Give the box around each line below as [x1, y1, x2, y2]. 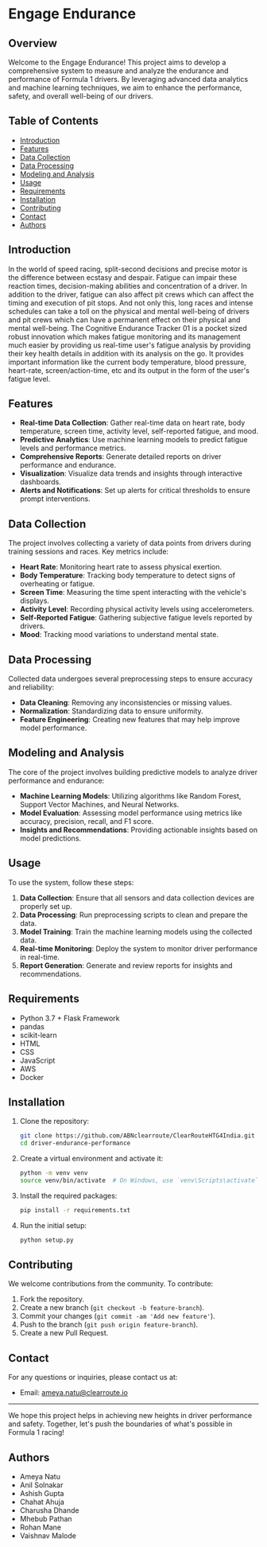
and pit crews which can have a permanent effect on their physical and [8, 315, 241, 325]
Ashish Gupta [19, 1489, 64, 1498]
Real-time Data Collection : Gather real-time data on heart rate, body [19, 418, 246, 428]
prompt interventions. [19, 494, 91, 503]
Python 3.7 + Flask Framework [19, 1013, 120, 1023]
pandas [19, 1021, 45, 1031]
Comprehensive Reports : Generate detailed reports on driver [19, 452, 222, 461]
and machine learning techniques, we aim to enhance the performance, [8, 83, 242, 92]
